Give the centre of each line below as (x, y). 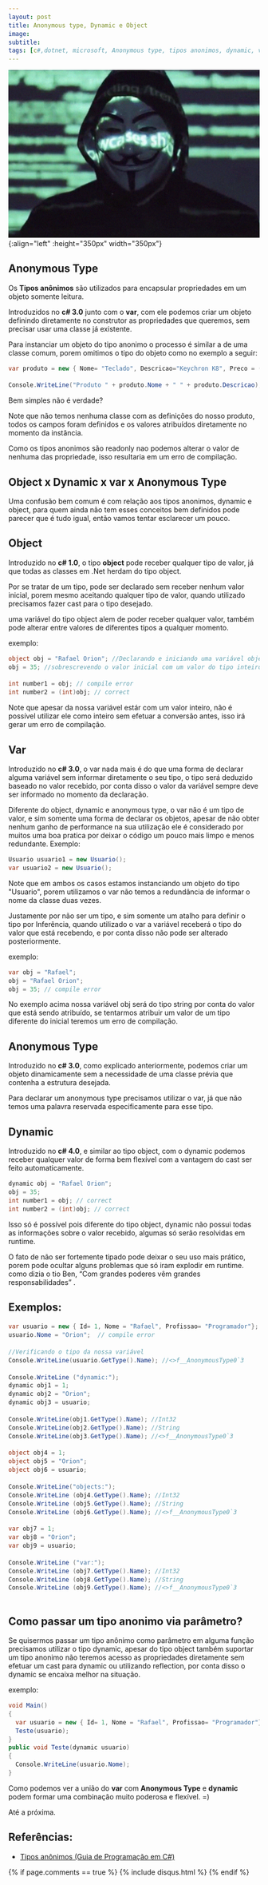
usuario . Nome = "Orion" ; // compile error (82, 1335)
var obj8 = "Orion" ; (43, 1537)
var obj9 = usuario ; (43, 1546)
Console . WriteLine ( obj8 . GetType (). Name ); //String (96, 1579)
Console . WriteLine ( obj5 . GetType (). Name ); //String (96, 1503)
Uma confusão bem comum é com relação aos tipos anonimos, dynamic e (130, 501)
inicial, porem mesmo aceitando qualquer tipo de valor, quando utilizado (127, 595)
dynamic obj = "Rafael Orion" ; (60, 1184)
